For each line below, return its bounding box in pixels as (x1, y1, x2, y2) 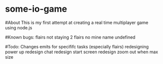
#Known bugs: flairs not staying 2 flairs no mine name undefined (5, 34, 136, 40)
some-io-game (5, 3, 68, 15)
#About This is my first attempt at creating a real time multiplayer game (5, 20, 148, 25)
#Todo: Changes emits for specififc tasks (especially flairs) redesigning (5, 43, 149, 49)
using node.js (5, 24, 33, 30)
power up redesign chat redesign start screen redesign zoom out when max (5, 49, 158, 55)
